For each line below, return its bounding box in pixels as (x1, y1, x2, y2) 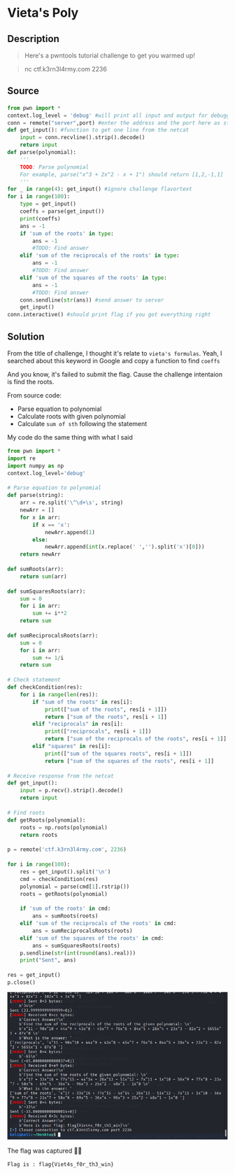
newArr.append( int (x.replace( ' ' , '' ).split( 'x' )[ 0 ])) (44, 544, 205, 551)
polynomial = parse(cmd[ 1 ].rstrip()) (20, 883, 130, 890)
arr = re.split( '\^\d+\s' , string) (20, 499, 124, 507)
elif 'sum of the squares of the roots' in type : (20, 274, 168, 281)
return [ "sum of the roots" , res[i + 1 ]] (44, 713, 168, 720)
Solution (7, 330, 45, 342)
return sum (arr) (20, 572, 68, 580)
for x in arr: (20, 514, 61, 521)
